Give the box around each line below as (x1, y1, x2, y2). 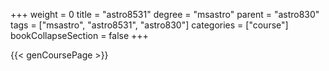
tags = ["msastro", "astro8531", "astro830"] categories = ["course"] (10, 19, 289, 31)
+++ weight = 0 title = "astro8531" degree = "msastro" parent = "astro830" (10, 9, 320, 20)
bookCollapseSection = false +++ (10, 30, 149, 41)
